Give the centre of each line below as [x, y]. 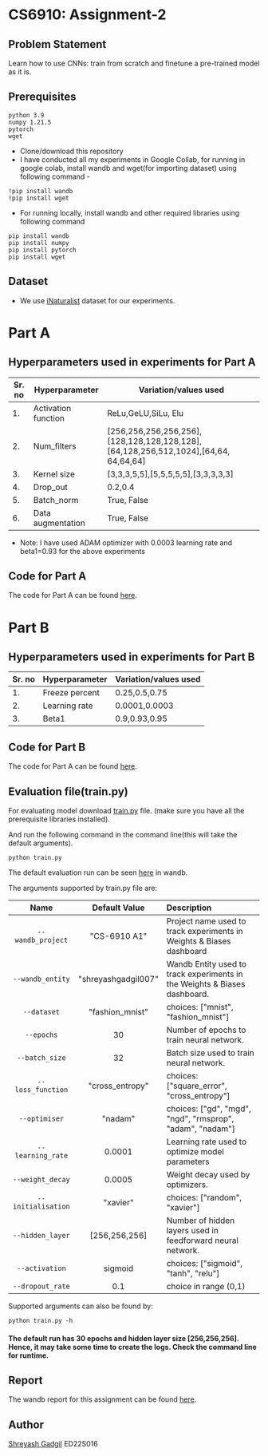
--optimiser [41, 1119]
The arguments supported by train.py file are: [83, 888]
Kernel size [54, 474]
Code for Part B [47, 747]
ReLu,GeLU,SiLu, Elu [146, 413]
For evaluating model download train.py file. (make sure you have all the [126, 811]
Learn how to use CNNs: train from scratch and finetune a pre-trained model [134, 63]
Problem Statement [57, 44]
